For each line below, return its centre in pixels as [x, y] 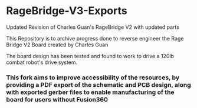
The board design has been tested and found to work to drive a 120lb [90, 56]
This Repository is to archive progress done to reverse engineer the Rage [95, 38]
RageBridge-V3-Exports [67, 11]
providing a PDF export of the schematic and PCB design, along [99, 85]
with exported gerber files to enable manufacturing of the [91, 92]
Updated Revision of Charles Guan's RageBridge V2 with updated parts [93, 27]
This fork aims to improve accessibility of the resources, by [93, 77]
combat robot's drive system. [42, 62]
